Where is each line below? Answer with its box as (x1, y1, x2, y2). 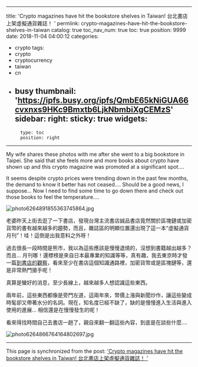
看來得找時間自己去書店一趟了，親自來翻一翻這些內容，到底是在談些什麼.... (6, 319, 188, 326)
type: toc (20, 129, 44, 136)
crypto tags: (14, 44, 45, 51)
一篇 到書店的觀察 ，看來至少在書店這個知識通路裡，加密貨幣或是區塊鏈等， (6, 259, 187, 266)
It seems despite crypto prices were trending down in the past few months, (6, 175, 189, 182)
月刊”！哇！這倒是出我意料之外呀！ (6, 231, 91, 239)
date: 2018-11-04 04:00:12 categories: (6, 33, 99, 40)
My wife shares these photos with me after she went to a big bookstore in (6, 150, 184, 158)
